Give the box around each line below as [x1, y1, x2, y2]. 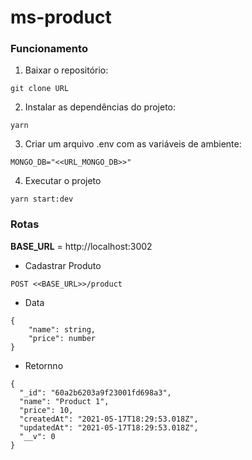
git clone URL [10, 84, 70, 94]
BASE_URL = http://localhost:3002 [10, 240, 153, 252]
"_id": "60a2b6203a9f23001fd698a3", [19, 387, 172, 398]
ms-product [10, 6, 112, 29]
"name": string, [28, 324, 97, 335]
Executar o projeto [24, 175, 102, 187]
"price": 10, [19, 405, 74, 415]
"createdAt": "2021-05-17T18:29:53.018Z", [19, 414, 199, 424]
